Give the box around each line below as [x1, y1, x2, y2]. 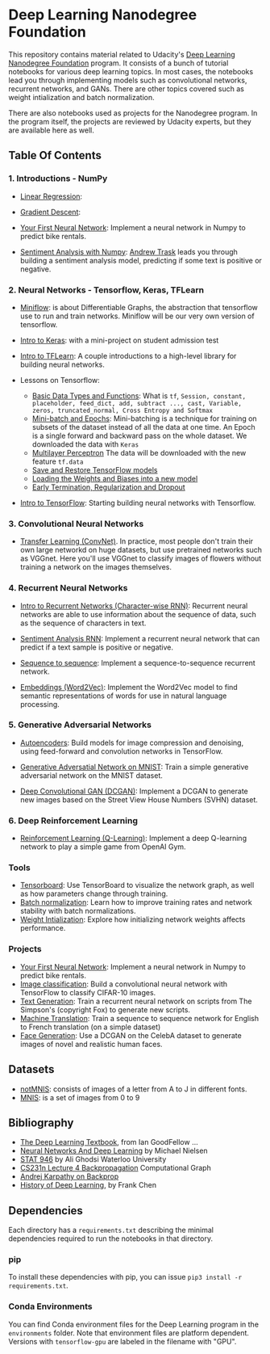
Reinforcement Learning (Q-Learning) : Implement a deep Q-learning [19, 834, 247, 843]
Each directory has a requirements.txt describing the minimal [8, 1226, 214, 1235]
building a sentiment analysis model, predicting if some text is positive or [19, 255, 262, 265]
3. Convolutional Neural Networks [8, 518, 144, 529]
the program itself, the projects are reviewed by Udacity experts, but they [8, 116, 251, 126]
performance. [19, 923, 66, 933]
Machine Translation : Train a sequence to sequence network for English [19, 1013, 260, 1023]
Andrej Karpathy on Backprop [19, 1171, 119, 1181]
